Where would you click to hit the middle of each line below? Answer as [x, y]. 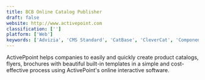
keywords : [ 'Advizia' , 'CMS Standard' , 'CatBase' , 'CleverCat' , [90, 40]
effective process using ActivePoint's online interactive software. [88, 70]
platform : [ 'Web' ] [30, 35]
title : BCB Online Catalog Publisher [54, 12]
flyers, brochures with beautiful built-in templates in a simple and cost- [95, 64]
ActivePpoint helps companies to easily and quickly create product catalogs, [103, 57]
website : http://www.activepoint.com [54, 23]
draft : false [23, 18]
